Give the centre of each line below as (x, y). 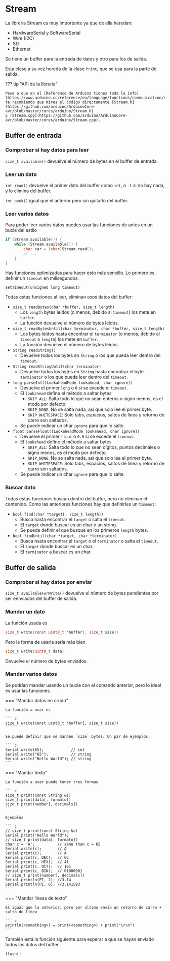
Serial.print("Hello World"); (37, 835)
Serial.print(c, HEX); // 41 (37, 862)
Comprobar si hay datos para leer (47, 150)
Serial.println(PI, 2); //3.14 (38, 880)
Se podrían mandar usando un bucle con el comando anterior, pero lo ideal (83, 685)
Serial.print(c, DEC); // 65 (37, 857)
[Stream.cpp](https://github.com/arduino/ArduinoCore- (69, 115)
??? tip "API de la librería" (32, 84)
